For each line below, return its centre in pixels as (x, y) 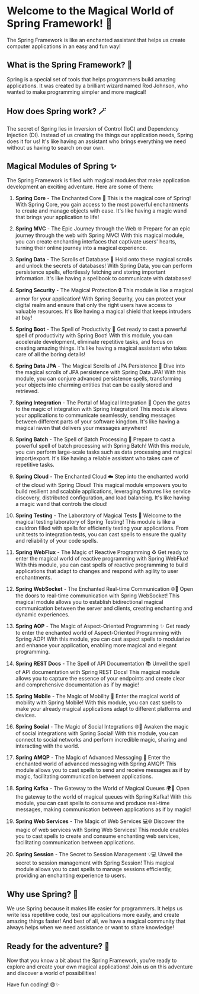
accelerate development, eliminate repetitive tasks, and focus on (94, 342)
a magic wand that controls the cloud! (61, 504)
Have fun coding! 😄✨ (33, 984)
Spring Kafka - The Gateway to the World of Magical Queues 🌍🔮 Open (102, 789)
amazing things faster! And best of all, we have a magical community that (96, 921)
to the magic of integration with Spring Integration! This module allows (101, 409)
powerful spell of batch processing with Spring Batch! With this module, (103, 446)
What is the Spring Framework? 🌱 (70, 65)
